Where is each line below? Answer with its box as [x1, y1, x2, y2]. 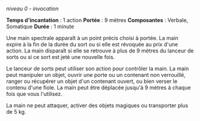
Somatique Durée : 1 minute [6, 23, 75, 30]
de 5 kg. [6, 108, 26, 115]
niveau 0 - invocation [6, 5, 59, 12]
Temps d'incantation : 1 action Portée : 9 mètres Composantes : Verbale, [6, 17, 189, 23]
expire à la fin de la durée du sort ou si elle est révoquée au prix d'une [6, 41, 178, 48]
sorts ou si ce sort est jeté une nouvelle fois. [6, 54, 115, 60]
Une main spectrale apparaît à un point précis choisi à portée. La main [6, 35, 179, 41]
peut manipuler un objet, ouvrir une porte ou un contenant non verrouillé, [6, 72, 186, 78]
